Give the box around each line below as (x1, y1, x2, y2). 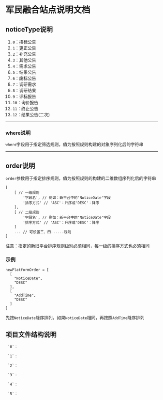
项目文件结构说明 (5, 330, 57, 338)
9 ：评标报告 (12, 94, 36, 99)
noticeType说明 (5, 25, 53, 33)
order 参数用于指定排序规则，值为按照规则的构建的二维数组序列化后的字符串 (5, 176, 156, 181)
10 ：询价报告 (12, 100, 39, 105)
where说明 (5, 129, 31, 136)
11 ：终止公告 (12, 106, 39, 112)
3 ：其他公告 (12, 57, 36, 63)
